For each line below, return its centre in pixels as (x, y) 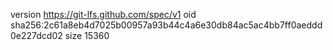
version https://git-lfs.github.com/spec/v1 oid (103, 14)
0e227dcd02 (36, 35)
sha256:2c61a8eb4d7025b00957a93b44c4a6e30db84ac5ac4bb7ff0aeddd (166, 25)
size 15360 (87, 35)
